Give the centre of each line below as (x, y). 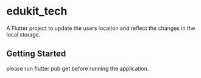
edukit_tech (37, 11)
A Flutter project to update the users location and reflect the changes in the (101, 28)
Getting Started (36, 54)
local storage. (23, 34)
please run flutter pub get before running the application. (78, 68)
